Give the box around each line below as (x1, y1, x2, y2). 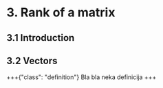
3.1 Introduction (6, 32, 75, 44)
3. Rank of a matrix (6, 5, 116, 20)
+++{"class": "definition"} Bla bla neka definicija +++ (6, 73, 157, 81)
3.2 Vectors (6, 55, 58, 66)
